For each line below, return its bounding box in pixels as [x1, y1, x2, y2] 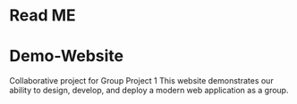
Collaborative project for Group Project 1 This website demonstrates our [9, 76, 275, 86]
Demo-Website [9, 46, 123, 67]
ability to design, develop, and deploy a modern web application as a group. [9, 85, 289, 96]
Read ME [9, 5, 76, 26]
